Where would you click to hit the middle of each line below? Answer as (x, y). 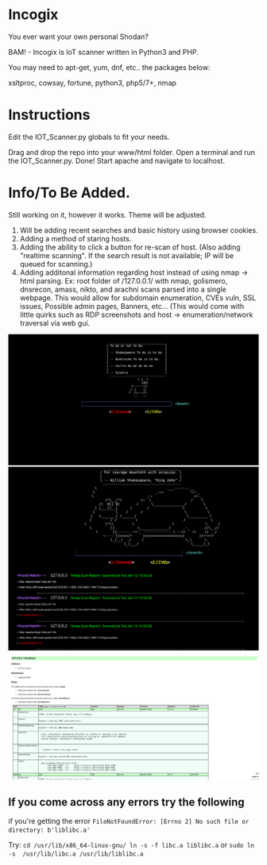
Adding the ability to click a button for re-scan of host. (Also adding (130, 247)
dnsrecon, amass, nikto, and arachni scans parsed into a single (123, 289)
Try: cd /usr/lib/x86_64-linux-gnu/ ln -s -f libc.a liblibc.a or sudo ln (131, 845)
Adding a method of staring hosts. (75, 238)
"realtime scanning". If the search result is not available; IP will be (127, 255)
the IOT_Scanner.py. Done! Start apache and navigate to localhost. (116, 160)
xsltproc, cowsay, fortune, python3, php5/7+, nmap (93, 83)
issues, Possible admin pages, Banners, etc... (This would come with (132, 306)
